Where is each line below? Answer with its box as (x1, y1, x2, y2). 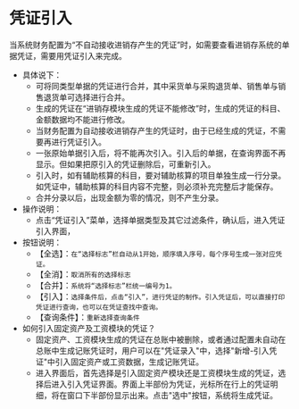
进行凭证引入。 (51, 136, 107, 147)
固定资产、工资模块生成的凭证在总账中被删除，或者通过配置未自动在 (35, 334, 287, 345)
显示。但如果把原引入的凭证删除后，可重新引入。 (35, 158, 216, 170)
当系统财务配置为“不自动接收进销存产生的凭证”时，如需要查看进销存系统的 (9, 39, 283, 50)
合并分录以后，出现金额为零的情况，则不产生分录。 (35, 192, 224, 203)
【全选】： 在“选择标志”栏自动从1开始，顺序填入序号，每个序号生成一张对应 (35, 247, 276, 259)
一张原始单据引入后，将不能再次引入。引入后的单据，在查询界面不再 (35, 147, 287, 158)
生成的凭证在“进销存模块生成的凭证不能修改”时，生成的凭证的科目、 (35, 103, 286, 113)
